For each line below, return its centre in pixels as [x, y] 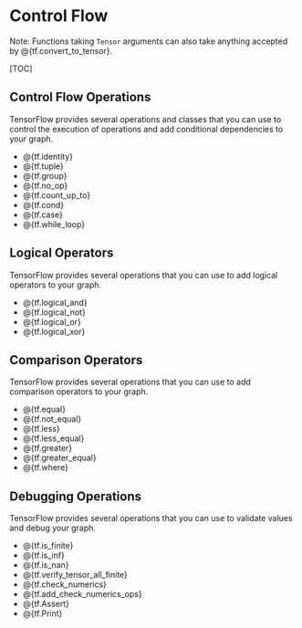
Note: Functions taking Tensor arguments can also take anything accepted [149, 41]
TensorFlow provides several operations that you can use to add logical [144, 275]
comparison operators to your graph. [79, 392]
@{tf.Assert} [46, 604]
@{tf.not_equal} [52, 419]
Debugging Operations [76, 496]
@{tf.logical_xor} [54, 331]
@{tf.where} [45, 467]
